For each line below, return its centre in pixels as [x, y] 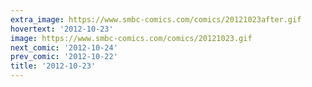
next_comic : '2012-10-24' [64, 47]
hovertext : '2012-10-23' [62, 29]
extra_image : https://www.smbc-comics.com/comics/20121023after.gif [156, 19]
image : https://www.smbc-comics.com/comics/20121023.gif [131, 38]
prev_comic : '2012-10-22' [64, 57]
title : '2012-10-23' [53, 66]
